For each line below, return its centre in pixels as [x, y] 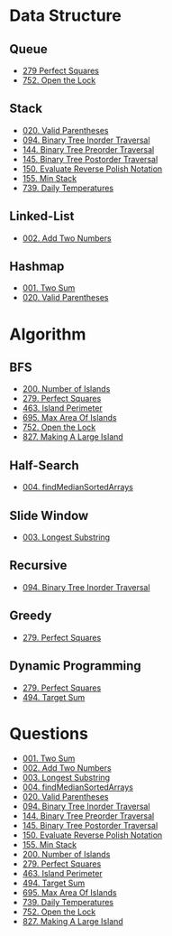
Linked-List [42, 216]
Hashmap [37, 267]
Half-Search [44, 465]
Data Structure [65, 16]
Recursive [38, 565]
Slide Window [49, 515]
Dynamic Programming [75, 666]
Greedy [31, 616]
